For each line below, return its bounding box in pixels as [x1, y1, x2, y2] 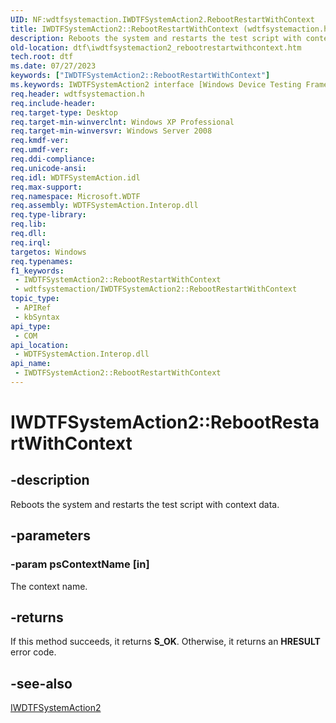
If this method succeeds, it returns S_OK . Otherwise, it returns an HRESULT [10, 636, 321, 648]
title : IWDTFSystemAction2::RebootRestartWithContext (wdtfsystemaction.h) [10, 24, 333, 34]
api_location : [10, 340, 70, 350]
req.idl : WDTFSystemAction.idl [10, 172, 141, 183]
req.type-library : [10, 210, 87, 220]
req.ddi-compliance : [10, 154, 97, 164]
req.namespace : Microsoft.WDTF [10, 191, 141, 201]
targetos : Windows [10, 247, 87, 257]
